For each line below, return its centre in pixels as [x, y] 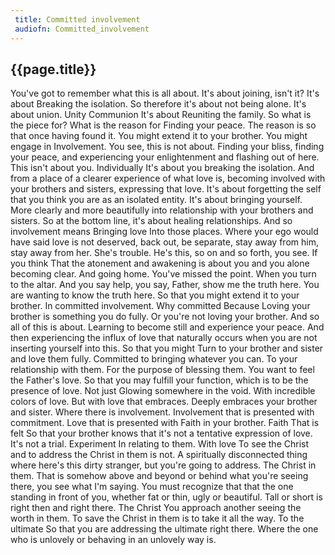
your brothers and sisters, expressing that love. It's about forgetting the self [166, 189]
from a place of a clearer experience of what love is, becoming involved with [168, 178]
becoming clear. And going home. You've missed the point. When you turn [163, 274]
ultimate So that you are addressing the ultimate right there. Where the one [164, 529]
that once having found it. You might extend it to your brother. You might [159, 136]
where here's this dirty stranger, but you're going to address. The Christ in [163, 465]
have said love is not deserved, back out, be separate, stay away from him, [164, 242]
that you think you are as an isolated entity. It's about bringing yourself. [156, 200]
